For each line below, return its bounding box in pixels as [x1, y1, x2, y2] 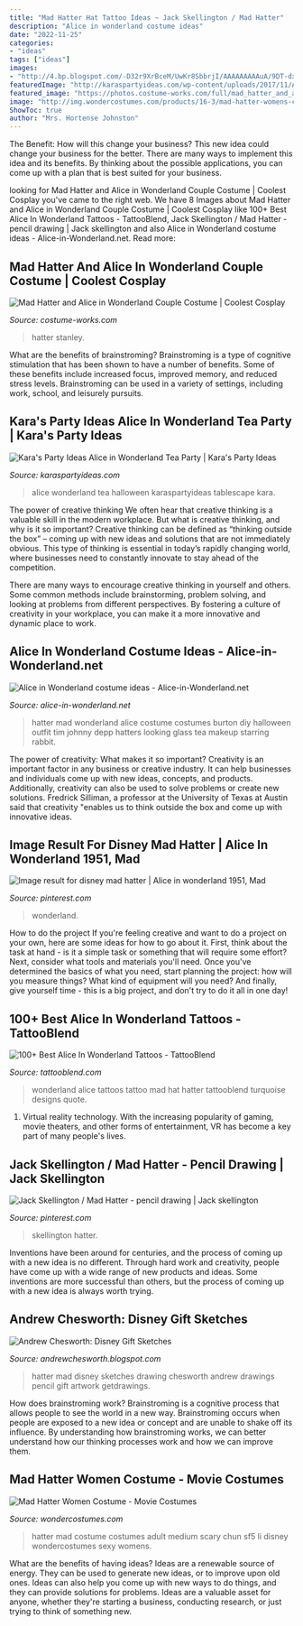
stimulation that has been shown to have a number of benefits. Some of [9, 358, 275, 370]
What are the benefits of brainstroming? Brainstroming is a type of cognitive [9, 349, 291, 360]
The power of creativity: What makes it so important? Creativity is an [9, 753, 264, 764]
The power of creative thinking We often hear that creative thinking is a [9, 504, 273, 515]
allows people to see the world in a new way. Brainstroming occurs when [9, 1407, 280, 1418]
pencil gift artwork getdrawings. [31, 1380, 151, 1390]
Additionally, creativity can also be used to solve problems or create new [9, 782, 280, 793]
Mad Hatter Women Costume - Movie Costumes [9, 1472, 284, 1487]
